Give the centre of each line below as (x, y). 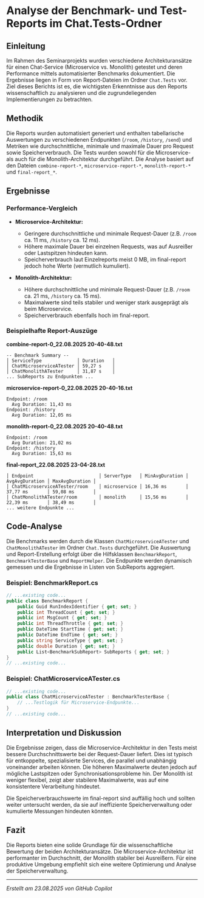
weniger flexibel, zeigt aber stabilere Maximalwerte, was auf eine (87, 780)
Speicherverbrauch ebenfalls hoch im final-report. (87, 315)
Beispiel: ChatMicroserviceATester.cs (63, 679)
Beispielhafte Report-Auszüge (52, 331)
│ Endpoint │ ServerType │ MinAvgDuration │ (97, 476)
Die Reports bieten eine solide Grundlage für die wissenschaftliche (90, 845)
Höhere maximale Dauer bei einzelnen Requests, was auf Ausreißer (108, 246)
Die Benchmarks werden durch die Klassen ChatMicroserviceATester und (98, 541)
